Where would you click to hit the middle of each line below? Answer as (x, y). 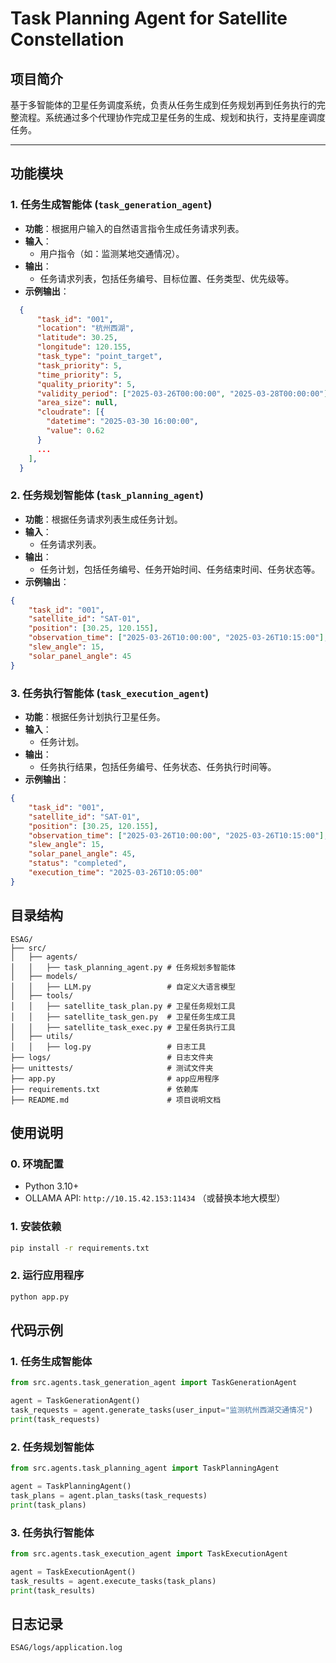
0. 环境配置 (37, 1164)
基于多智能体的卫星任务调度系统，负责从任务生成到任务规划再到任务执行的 (163, 105)
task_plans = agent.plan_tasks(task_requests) (109, 1495)
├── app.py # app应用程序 (115, 1078)
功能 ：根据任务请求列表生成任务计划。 (103, 519)
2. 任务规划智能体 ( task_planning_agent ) (107, 495)
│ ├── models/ (44, 976)
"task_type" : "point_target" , (99, 357)
